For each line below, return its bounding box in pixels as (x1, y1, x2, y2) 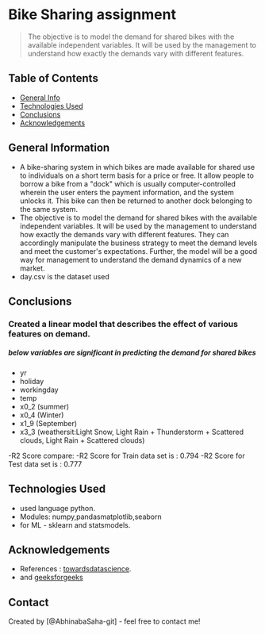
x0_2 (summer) (19, 402, 70, 411)
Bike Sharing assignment (8, 6, 177, 24)
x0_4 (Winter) (19, 410, 64, 420)
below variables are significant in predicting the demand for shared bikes (8, 348, 256, 358)
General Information (8, 141, 110, 155)
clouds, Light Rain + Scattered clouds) (19, 435, 145, 445)
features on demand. (8, 328, 91, 339)
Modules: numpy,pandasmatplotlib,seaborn (19, 512, 162, 521)
